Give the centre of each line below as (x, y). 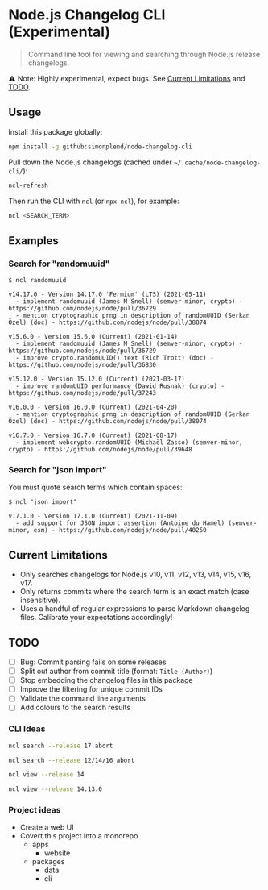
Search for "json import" (58, 469)
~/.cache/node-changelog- (217, 163)
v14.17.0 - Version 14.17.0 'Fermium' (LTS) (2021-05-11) (107, 295)
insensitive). (40, 600)
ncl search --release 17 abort (61, 746)
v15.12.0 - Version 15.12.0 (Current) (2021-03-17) (97, 379)
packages (48, 862)
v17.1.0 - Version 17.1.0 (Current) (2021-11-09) (93, 516)
